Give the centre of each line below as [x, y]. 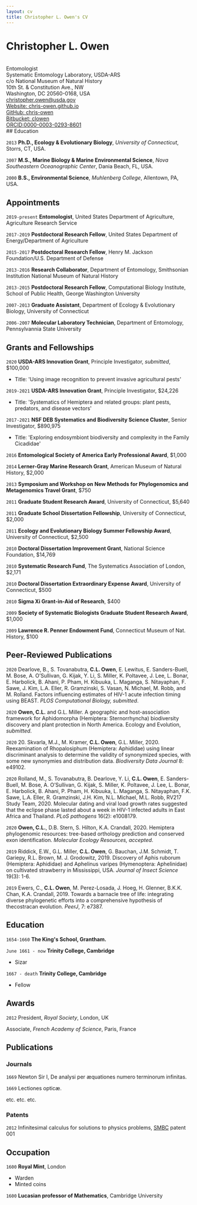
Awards [21, 1003]
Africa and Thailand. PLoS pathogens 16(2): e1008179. [72, 816]
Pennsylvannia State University [44, 329]
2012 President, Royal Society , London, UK [57, 1017]
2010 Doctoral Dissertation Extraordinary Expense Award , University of [94, 584]
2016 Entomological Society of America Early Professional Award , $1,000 [96, 455]
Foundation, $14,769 [31, 555]
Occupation [28, 1152]
